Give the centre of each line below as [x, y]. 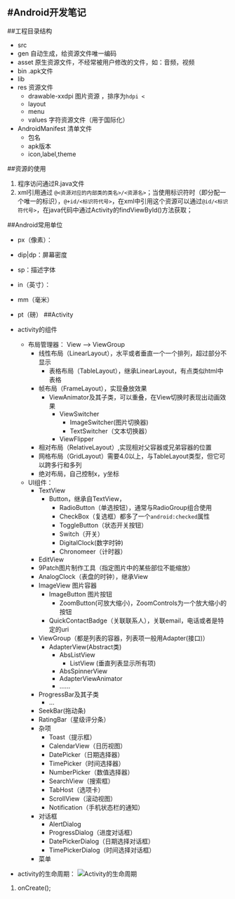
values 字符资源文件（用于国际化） [78, 120]
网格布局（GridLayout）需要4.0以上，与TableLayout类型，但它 [129, 456]
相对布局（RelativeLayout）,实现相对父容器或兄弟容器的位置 [125, 447]
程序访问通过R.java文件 [51, 183]
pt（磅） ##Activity [45, 314]
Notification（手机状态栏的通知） [96, 807]
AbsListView [78, 655]
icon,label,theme [52, 154]
